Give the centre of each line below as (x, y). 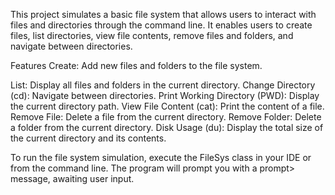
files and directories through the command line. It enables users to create (161, 25)
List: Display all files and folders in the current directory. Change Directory (163, 85)
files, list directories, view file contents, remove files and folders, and (152, 35)
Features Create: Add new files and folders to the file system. (136, 65)
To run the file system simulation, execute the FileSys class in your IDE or (161, 157)
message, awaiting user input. (72, 178)
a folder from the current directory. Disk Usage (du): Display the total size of (167, 127)
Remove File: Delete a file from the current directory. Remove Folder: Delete (166, 117)
